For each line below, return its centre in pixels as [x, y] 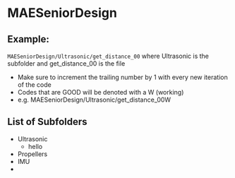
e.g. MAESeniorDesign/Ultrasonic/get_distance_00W [94, 100]
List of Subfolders [47, 122]
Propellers [32, 154]
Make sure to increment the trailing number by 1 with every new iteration [122, 77]
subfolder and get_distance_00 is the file [66, 64]
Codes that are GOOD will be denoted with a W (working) [101, 92]
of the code [34, 85]
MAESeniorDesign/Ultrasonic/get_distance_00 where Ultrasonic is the [108, 56]
